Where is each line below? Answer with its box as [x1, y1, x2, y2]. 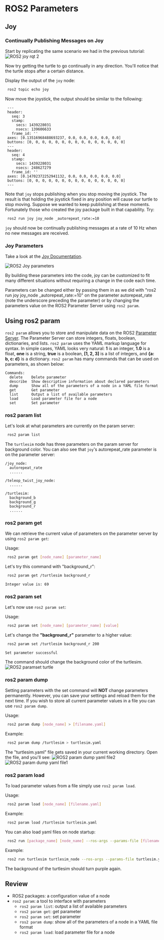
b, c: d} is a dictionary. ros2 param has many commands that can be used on [5, 356, 159, 362]
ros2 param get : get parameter [19, 908, 82, 914]
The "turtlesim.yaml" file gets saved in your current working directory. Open [5, 749, 158, 755]
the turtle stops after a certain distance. [5, 68, 84, 74]
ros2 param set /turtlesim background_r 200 [7, 642, 99, 646]
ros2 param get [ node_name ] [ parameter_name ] [7, 555, 102, 560]
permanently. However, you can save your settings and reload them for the [5, 693, 155, 699]
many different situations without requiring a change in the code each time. [5, 277, 156, 283]
